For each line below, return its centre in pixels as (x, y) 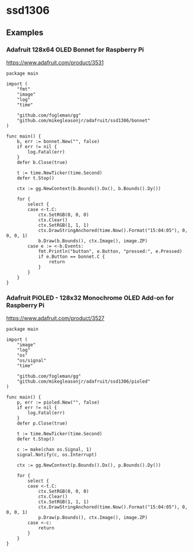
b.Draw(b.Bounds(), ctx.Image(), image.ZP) (93, 241)
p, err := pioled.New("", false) (58, 402)
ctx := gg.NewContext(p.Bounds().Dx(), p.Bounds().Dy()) (89, 465)
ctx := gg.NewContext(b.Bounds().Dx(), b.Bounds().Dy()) (89, 188)
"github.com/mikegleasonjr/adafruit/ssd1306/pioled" (84, 382)
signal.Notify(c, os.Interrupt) (57, 455)
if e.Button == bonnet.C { (71, 257)
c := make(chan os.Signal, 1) (55, 450)
